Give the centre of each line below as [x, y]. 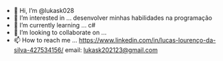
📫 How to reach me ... [45, 40]
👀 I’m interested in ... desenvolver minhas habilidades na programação [113, 18]
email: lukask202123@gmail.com [111, 50]
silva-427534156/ [38, 50]
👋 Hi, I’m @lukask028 [44, 11]
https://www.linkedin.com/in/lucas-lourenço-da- [147, 40]
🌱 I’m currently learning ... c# [55, 25]
